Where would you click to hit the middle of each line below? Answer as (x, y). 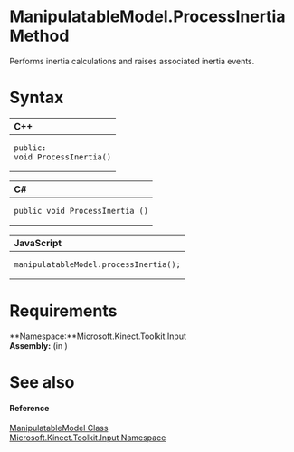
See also (42, 382)
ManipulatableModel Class (59, 428)
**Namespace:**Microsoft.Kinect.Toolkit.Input (98, 336)
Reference (29, 408)
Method (39, 36)
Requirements (63, 311)
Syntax (37, 98)
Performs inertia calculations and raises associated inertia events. (132, 61)
